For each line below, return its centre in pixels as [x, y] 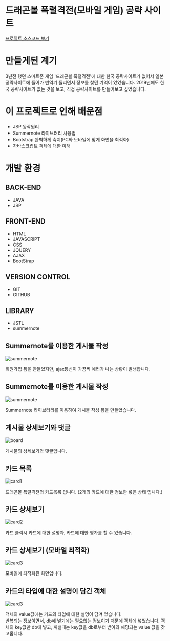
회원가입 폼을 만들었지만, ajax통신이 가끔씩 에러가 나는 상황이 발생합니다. [78, 369]
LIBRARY [20, 311]
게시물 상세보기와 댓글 [38, 428]
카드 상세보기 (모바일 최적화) [47, 550]
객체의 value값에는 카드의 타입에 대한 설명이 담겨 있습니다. [63, 614]
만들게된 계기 [31, 61]
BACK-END [23, 187]
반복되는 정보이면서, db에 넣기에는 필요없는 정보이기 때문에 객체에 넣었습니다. [82, 621]
